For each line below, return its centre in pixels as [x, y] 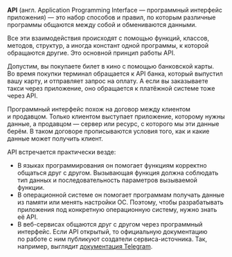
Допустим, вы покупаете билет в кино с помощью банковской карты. [111, 66]
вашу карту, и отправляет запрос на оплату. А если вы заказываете [108, 81]
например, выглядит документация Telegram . [85, 246]
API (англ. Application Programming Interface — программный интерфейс [115, 10]
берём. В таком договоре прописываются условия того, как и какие [108, 131]
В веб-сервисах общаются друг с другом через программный [110, 224]
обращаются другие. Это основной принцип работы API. [91, 53]
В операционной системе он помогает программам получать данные [121, 195]
